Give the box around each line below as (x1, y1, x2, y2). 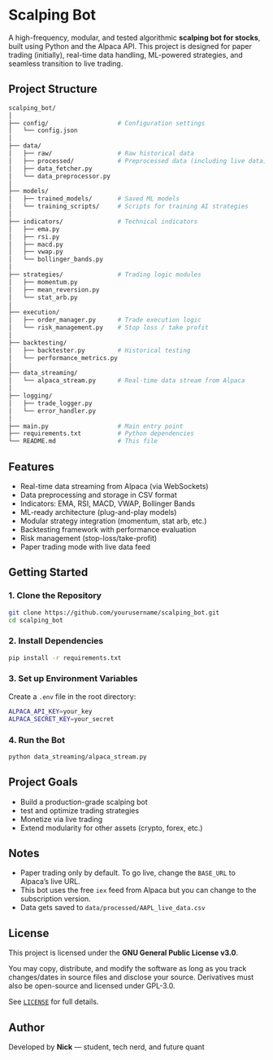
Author (8, 1020, 45, 1034)
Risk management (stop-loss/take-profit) (19, 533, 158, 543)
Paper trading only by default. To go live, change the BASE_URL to (19, 868, 236, 877)
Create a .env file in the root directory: (8, 691, 136, 702)
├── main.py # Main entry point (8, 422, 184, 430)
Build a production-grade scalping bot (19, 797, 148, 807)
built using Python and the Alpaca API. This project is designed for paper (8, 41, 252, 51)
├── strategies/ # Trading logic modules (8, 270, 201, 279)
